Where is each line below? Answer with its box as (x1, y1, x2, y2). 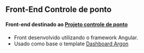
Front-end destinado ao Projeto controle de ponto (5, 20, 128, 28)
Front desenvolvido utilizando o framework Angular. (13, 34, 138, 41)
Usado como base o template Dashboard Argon (13, 40, 129, 47)
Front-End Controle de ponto (5, 5, 112, 15)
